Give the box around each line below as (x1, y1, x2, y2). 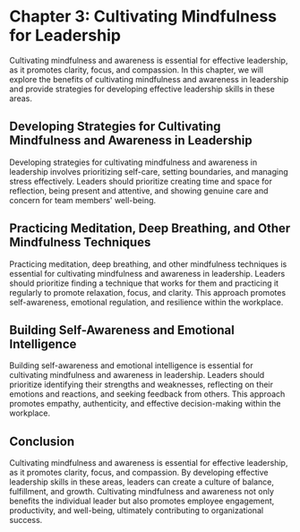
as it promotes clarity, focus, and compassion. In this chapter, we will (9, 64, 264, 75)
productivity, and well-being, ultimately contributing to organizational (9, 505, 264, 516)
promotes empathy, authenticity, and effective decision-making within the (9, 399, 281, 409)
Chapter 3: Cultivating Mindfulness (9, 6, 278, 27)
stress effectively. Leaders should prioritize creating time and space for (9, 176, 273, 186)
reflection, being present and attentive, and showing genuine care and (9, 185, 269, 196)
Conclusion (9, 433, 75, 449)
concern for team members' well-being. (9, 194, 157, 205)
